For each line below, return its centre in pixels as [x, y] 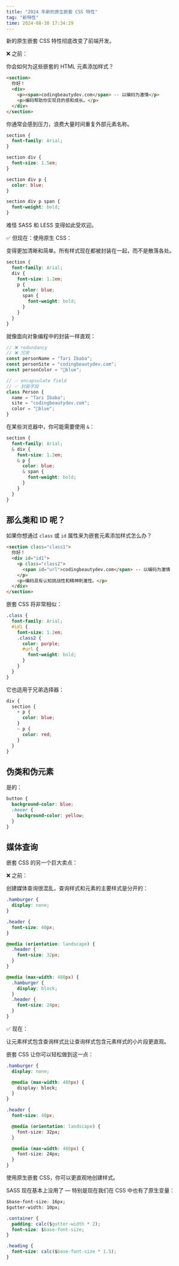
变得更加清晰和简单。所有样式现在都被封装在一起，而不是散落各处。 [90, 250]
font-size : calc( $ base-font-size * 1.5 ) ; [64, 1252]
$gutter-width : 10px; [33, 1207]
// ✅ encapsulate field [37, 380]
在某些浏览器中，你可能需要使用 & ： [50, 427]
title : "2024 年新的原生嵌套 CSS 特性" [52, 12]
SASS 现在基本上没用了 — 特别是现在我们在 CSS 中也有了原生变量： [91, 1191]
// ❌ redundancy [27, 347]
